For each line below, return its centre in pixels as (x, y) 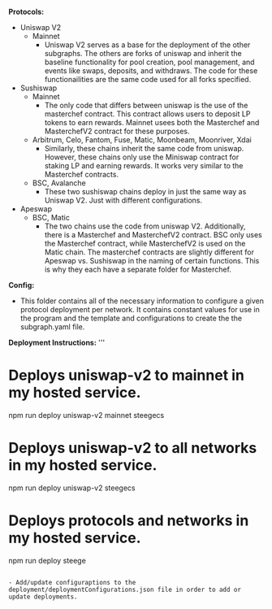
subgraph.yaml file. (52, 327)
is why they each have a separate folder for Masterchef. (138, 269)
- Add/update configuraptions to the (72, 582)
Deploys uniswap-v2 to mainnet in (127, 375)
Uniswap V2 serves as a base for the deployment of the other (147, 45)
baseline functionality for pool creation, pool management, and (149, 62)
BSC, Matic (51, 217)
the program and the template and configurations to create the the (131, 318)
